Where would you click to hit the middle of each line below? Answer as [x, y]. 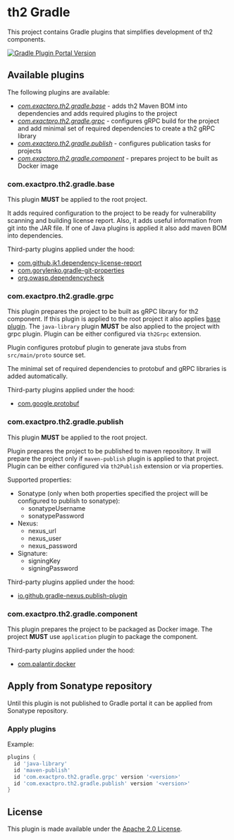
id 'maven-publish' [42, 770]
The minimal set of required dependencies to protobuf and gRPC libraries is [117, 369]
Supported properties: [39, 480]
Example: [21, 744]
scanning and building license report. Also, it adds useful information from [115, 221]
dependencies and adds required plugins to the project [97, 113]
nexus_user [45, 538]
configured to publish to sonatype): [69, 501]
